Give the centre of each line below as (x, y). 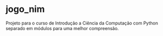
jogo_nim (25, 9)
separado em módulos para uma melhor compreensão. (62, 28)
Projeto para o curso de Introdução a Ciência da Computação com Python (82, 23)
